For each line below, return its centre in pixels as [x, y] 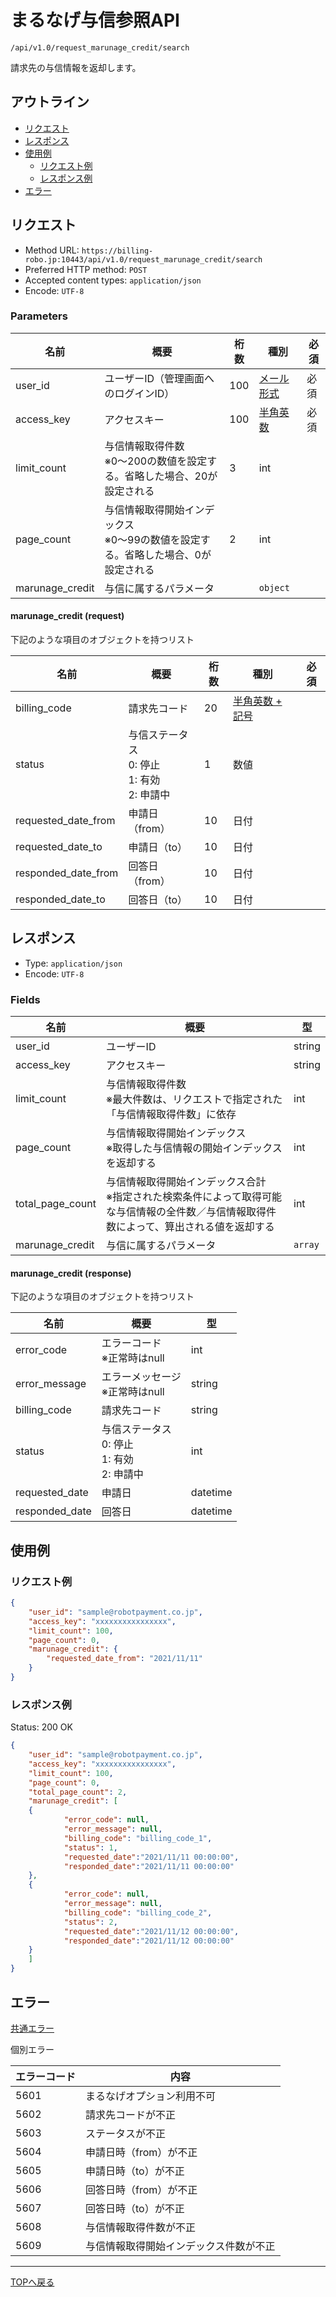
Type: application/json [73, 963]
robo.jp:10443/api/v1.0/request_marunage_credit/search [143, 259]
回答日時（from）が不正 [141, 2189]
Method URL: [52, 250]
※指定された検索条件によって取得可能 [193, 1197]
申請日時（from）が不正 [141, 2152]
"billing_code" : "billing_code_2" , [138, 1912]
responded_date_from [67, 873]
